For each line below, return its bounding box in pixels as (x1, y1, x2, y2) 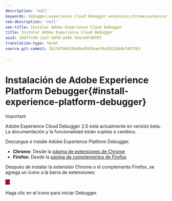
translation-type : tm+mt (5, 41, 58, 46)
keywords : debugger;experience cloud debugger (5, 13, 106, 19)
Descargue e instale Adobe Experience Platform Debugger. (5, 138, 130, 145)
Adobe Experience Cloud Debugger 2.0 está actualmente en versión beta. (5, 123, 161, 129)
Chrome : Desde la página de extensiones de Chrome (12, 148, 125, 154)
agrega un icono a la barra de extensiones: (5, 169, 96, 175)
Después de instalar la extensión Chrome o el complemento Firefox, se (5, 164, 155, 170)
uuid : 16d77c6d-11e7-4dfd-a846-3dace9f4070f (5, 35, 102, 41)
